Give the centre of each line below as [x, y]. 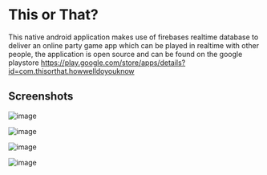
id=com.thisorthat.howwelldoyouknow [71, 71]
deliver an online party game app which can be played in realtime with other [134, 45]
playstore [24, 63]
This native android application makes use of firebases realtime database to [133, 37]
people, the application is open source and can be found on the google [125, 54]
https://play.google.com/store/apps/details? [113, 63]
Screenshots [41, 97]
